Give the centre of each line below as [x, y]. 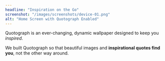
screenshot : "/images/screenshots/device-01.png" [58, 14]
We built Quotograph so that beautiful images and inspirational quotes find [83, 48]
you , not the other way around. [37, 53]
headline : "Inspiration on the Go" [42, 10]
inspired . [14, 38]
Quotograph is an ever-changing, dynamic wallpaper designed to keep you [82, 33]
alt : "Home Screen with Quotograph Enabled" [52, 19]
